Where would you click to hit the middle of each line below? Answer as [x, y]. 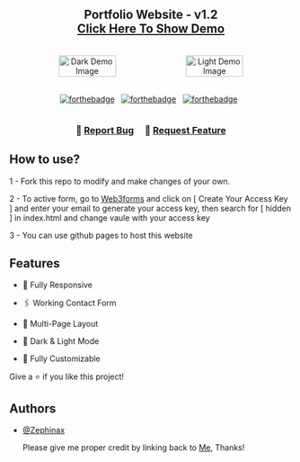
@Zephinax [44, 430]
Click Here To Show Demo [151, 29]
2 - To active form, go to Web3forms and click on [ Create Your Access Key [149, 198]
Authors [33, 408]
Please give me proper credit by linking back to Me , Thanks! [133, 448]
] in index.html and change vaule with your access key [110, 217]
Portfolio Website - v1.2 [151, 15]
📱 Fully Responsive [57, 285]
